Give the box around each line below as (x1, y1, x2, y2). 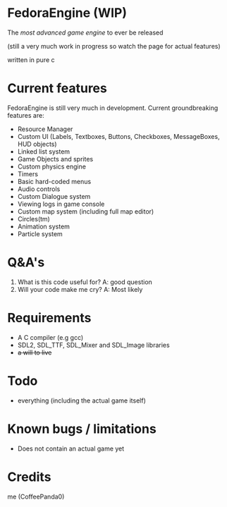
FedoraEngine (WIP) (7, 5, 128, 21)
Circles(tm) (17, 214, 51, 223)
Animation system (17, 222, 70, 231)
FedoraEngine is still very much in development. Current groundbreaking (7, 104, 219, 112)
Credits (7, 469, 51, 484)
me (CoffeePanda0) (7, 492, 65, 501)
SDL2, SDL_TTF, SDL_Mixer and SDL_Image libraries (17, 341, 171, 349)
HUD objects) (17, 140, 58, 148)
